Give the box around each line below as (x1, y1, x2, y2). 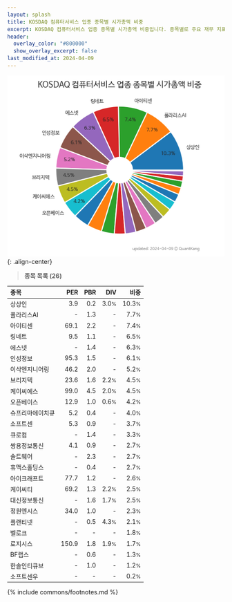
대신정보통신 (10, 496, 44, 505)
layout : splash (7, 11, 51, 18)
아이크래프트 (10, 474, 44, 482)
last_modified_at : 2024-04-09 (7, 55, 95, 62)
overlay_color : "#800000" (13, 40, 88, 48)
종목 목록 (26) (23, 272, 62, 280)
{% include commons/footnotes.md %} (7, 588, 119, 596)
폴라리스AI (10, 310, 39, 319)
